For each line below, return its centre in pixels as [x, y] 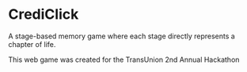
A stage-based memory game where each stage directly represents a [122, 36]
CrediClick [44, 14]
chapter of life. [32, 44]
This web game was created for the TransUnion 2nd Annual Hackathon [124, 59]
